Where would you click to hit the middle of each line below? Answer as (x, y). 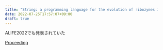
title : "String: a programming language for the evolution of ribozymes (80, 9)
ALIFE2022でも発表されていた (35, 33)
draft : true (17, 18)
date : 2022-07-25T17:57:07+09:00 (39, 14)
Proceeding (16, 43)
